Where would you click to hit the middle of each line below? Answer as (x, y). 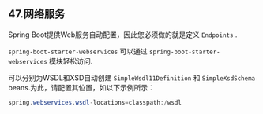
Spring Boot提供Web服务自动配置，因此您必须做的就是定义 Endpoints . (123, 35)
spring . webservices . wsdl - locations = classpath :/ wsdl (95, 102)
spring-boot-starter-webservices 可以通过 (78, 51)
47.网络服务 (37, 14)
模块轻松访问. (71, 61)
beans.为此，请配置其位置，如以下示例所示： (82, 87)
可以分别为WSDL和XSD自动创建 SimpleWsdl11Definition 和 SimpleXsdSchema (131, 78)
